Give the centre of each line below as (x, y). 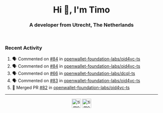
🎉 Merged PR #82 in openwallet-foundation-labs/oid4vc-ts (71, 87)
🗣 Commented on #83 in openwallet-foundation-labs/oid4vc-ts (76, 80)
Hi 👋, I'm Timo (81, 10)
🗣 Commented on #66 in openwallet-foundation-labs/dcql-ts (73, 73)
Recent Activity (24, 48)
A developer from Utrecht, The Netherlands (81, 25)
